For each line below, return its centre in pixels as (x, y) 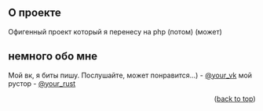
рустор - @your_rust (42, 83)
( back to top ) (235, 98)
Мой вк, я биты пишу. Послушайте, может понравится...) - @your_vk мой (130, 75)
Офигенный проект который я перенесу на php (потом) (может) (115, 31)
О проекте (35, 13)
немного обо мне (53, 57)
